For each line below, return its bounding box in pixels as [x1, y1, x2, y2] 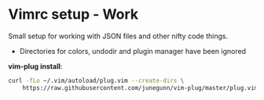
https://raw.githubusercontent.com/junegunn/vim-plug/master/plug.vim [22, 84, 258, 91]
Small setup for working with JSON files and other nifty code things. [8, 31, 229, 41]
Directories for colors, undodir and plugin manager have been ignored [19, 46, 246, 55]
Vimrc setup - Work [8, 5, 139, 23]
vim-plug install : [8, 61, 63, 71]
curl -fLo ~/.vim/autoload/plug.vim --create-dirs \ [8, 77, 185, 84]
